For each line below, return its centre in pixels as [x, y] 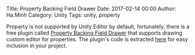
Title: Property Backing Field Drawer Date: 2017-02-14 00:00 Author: [91, 9]
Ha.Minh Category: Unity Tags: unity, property [63, 15]
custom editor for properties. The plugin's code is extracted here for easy [97, 39]
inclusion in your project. [37, 45]
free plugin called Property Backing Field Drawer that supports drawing [94, 33]
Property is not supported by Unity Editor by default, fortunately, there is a [98, 27]
